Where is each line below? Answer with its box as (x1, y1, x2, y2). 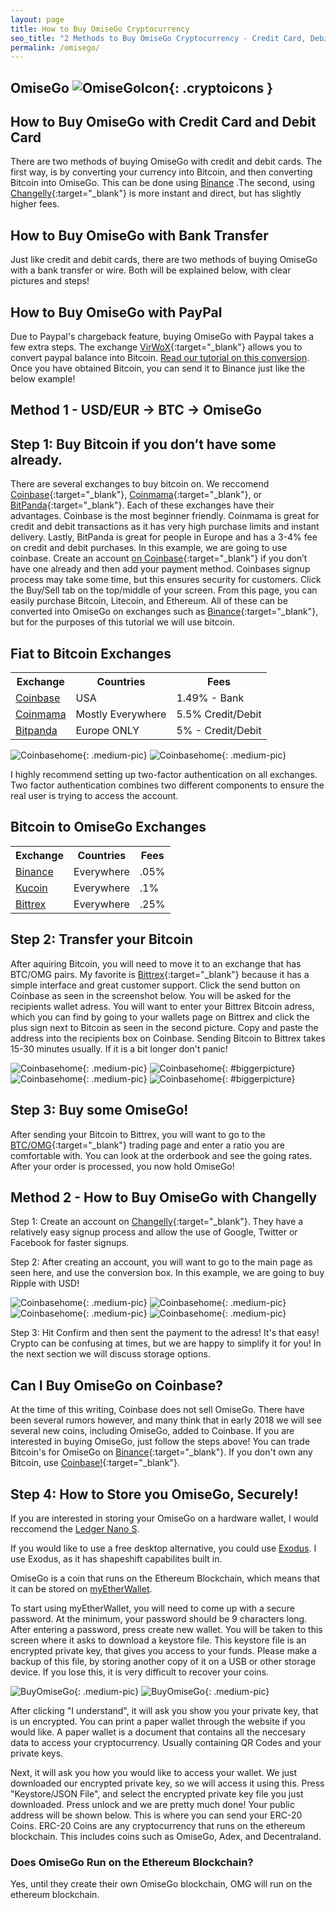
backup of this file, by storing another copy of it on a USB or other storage (10, 1655, 317, 1667)
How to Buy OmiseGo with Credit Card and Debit (10, 114, 317, 131)
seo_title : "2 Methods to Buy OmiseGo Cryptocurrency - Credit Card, (10, 33, 307, 43)
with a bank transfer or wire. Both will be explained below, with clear (10, 264, 292, 276)
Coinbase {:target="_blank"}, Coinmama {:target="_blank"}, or (10, 489, 263, 501)
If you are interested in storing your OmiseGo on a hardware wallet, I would (10, 1512, 319, 1524)
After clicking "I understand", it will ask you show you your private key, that (10, 1704, 319, 1716)
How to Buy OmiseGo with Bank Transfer (10, 227, 269, 244)
